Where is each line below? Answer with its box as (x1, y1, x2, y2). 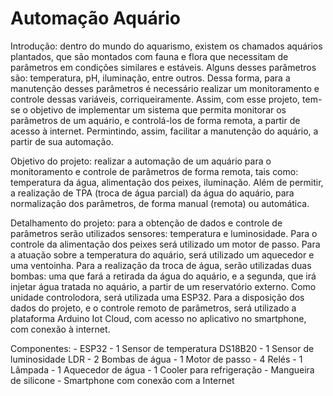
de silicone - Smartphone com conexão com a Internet (10, 374, 235, 386)
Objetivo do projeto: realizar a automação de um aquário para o (10, 155, 272, 167)
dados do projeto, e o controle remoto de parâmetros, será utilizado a (10, 302, 297, 314)
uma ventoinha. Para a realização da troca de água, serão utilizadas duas (10, 259, 312, 271)
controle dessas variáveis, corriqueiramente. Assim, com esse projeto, (10, 93, 301, 105)
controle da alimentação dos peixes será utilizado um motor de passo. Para (10, 238, 321, 250)
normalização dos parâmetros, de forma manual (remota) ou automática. (10, 197, 310, 209)
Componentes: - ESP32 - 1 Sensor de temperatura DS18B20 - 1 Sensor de (10, 342, 315, 354)
